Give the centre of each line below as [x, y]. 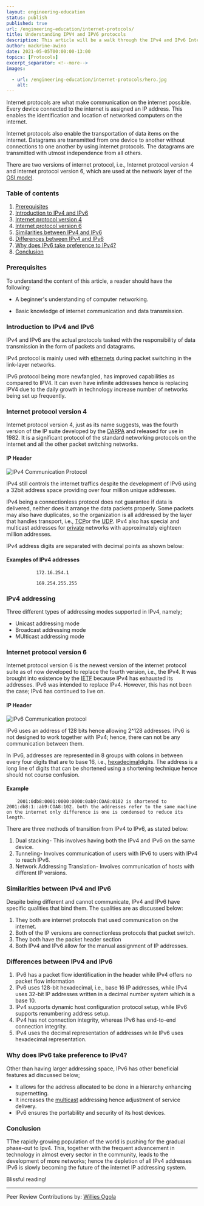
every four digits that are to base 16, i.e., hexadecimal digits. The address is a [102, 761]
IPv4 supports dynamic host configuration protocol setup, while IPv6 [101, 1007]
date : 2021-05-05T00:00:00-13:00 [49, 52]
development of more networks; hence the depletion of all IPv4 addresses [99, 1161]
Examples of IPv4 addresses [43, 560]
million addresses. [29, 534]
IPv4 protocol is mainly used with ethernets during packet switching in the [99, 358]
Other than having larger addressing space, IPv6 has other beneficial [93, 1069]
